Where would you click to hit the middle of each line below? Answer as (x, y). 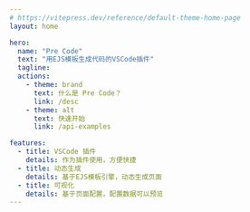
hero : (19, 43)
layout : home (34, 26)
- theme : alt (50, 110)
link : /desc (56, 101)
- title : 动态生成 (49, 169)
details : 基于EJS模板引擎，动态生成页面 (94, 177)
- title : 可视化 (46, 185)
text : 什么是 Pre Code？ (77, 93)
